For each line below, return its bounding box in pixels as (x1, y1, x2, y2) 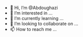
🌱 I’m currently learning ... (10, 15, 64, 21)
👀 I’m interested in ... (10, 10, 53, 16)
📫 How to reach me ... (10, 26, 57, 32)
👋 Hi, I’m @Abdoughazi (10, 5, 58, 10)
